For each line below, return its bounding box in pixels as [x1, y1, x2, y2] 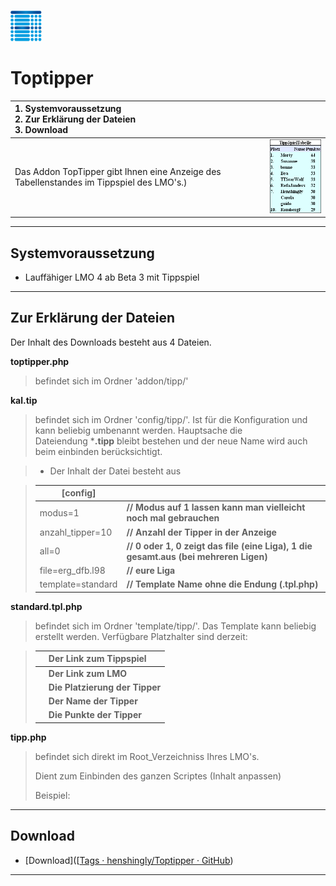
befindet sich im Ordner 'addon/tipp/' [34, 375, 189, 387]
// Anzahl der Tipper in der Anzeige [126, 526, 277, 538]
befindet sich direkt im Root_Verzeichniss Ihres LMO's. [34, 750, 260, 762]
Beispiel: [34, 789, 71, 801]
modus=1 [39, 506, 80, 519]
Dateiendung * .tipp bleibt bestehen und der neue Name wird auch [34, 435, 308, 447]
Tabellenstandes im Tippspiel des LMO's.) [14, 176, 188, 189]
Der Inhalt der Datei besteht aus [49, 465, 182, 477]
